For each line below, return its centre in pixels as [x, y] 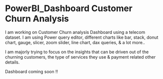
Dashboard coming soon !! [32, 71]
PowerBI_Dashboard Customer [69, 8]
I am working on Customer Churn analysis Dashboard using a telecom [75, 32]
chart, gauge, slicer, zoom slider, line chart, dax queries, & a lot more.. [75, 42]
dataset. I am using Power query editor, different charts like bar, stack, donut [82, 37]
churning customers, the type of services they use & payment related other [80, 57]
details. [12, 62]
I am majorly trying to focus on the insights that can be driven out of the [77, 52]
